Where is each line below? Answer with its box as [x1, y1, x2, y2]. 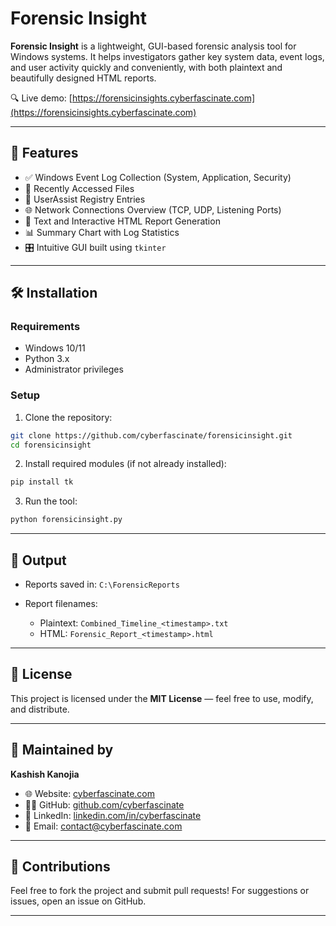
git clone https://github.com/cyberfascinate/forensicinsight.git [10, 430, 293, 441]
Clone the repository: [24, 411, 113, 423]
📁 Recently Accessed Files [24, 182, 135, 194]
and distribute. [10, 703, 70, 715]
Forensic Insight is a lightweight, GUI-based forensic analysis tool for [10, 40, 297, 52]
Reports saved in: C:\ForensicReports [24, 578, 180, 591]
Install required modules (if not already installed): [24, 458, 227, 470]
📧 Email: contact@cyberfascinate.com [24, 820, 183, 832]
